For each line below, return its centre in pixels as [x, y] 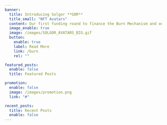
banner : [13, 10]
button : [17, 38]
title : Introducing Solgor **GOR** [46, 14]
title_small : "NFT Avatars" [38, 19]
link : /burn [26, 51]
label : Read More [32, 47]
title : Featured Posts [33, 74]
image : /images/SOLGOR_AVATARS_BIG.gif [51, 33]
